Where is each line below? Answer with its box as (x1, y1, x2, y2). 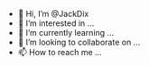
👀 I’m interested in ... (17, 18, 95, 29)
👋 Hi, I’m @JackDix (17, 9, 89, 19)
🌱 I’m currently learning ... (17, 28, 115, 37)
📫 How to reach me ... (17, 47, 102, 57)
